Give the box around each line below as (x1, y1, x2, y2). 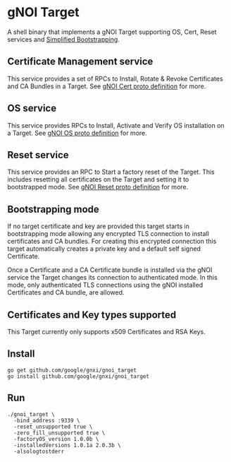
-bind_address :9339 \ (13, 417, 80, 424)
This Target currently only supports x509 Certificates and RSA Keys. (7, 328, 206, 336)
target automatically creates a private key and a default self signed (7, 244, 201, 253)
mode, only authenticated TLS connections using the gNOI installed (7, 280, 204, 290)
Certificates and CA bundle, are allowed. (7, 288, 125, 297)
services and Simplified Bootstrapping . (7, 35, 120, 43)
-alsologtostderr (13, 448, 65, 455)
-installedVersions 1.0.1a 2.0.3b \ (13, 442, 121, 449)
